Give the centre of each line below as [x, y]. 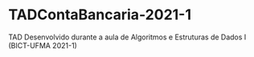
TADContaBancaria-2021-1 [100, 15]
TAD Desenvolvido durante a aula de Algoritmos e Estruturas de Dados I [127, 37]
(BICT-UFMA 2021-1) [43, 45]
